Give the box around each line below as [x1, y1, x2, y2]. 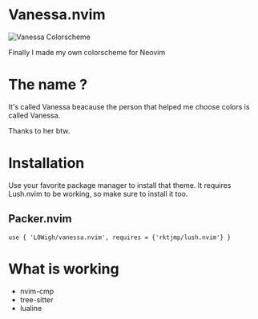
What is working [8, 260, 119, 277]
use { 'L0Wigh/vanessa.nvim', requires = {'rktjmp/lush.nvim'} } [8, 233, 231, 241]
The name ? [8, 76, 88, 94]
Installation [8, 154, 85, 173]
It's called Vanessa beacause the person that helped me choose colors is [8, 102, 250, 111]
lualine [19, 303, 42, 313]
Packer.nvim [8, 212, 72, 225]
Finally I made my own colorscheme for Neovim [8, 47, 166, 57]
